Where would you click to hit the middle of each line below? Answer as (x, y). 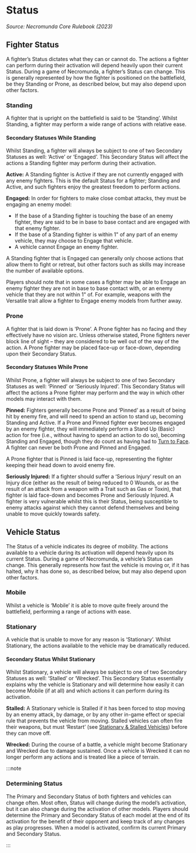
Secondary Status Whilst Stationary (51, 659)
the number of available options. (45, 271)
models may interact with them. (44, 398)
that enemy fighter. (37, 228)
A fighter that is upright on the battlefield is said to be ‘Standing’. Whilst (92, 118)
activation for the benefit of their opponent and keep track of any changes (95, 821)
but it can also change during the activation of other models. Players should (97, 808)
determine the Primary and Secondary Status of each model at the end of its (98, 815)
